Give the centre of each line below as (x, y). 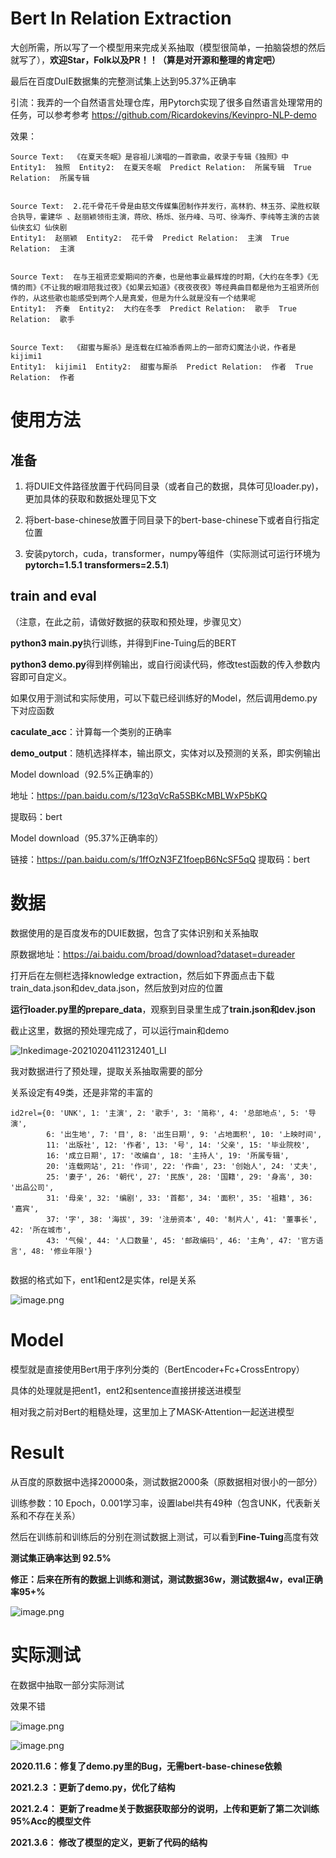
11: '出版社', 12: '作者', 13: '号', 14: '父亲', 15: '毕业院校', (178, 1145)
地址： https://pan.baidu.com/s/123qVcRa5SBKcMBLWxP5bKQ (139, 795)
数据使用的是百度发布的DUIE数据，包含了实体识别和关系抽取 (134, 933)
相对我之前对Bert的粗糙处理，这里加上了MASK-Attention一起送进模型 (152, 1411)
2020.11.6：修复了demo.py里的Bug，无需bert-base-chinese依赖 (146, 1766)
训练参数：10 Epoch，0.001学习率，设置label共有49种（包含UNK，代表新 (161, 1503)
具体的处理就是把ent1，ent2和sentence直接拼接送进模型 (126, 1390)
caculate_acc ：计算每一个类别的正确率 (91, 731)
